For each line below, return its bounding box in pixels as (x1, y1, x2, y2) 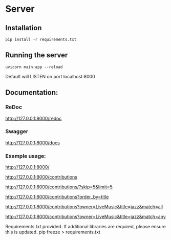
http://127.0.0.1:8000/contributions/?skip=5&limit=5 (5, 184, 113, 190)
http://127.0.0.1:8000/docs (5, 139, 60, 146)
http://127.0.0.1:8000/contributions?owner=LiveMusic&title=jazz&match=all (5, 204, 163, 210)
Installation (5, 24, 42, 32)
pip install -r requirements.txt (5, 37, 77, 42)
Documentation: (5, 88, 58, 97)
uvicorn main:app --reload (5, 64, 63, 70)
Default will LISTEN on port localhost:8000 (5, 73, 96, 79)
